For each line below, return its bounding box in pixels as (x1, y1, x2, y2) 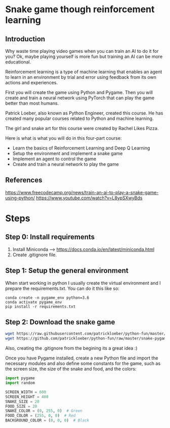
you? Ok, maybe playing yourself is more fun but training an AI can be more (5, 53, 163, 59)
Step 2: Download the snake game (5, 318, 115, 326)
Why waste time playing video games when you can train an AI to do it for (5, 48, 159, 54)
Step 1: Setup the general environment (5, 266, 129, 275)
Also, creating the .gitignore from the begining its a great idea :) (5, 345, 138, 351)
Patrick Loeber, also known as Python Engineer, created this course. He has (5, 110, 163, 116)
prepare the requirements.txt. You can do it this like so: (5, 285, 120, 291)
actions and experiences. (5, 80, 58, 85)
